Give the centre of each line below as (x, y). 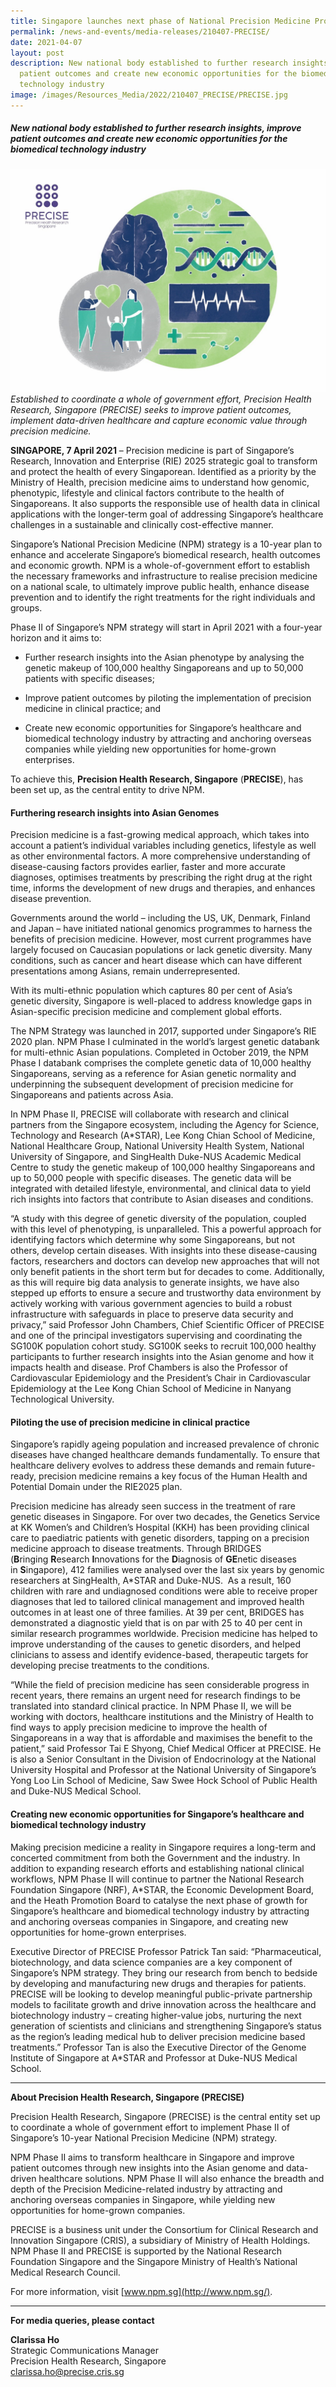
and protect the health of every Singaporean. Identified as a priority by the (163, 472)
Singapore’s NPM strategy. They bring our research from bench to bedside (164, 1972)
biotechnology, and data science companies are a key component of (151, 1962)
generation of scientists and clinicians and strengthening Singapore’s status (166, 2026)
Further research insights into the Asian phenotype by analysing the (164, 657)
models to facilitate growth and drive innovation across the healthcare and (163, 2004)
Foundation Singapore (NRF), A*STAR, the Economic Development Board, (162, 1889)
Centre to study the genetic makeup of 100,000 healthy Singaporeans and (163, 1167)
